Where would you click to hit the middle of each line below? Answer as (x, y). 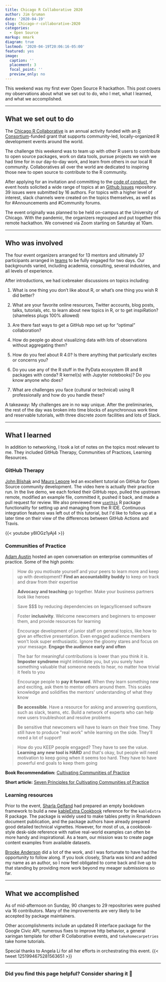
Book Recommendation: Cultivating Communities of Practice (67, 773)
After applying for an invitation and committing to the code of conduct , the (81, 182)
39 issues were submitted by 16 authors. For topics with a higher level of (79, 192)
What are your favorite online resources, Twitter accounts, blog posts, (83, 305)
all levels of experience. (29, 271)
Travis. (12, 523)
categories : (17, 28)
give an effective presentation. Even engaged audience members (83, 636)
